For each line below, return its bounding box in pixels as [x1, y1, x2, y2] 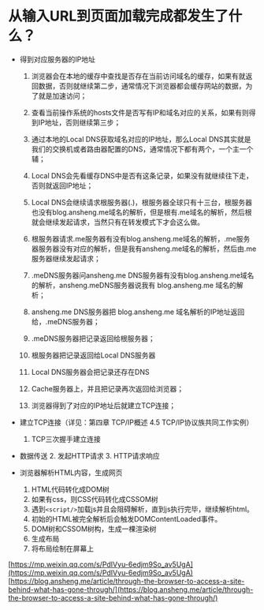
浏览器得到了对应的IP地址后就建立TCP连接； [31, 400, 177, 410]
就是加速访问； [38, 91, 87, 100]
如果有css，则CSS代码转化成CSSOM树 [31, 494, 159, 503]
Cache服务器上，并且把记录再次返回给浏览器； [31, 384, 184, 393]
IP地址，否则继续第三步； [38, 118, 121, 127]
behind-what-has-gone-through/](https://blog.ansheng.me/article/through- [8, 585, 254, 594]
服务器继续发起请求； [31, 253, 101, 263]
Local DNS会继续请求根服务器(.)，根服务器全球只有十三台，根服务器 [31, 197, 253, 207]
